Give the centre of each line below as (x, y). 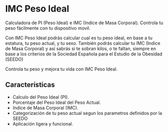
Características (30, 85)
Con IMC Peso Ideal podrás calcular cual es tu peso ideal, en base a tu (79, 38)
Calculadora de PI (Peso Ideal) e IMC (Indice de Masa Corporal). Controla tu (84, 23)
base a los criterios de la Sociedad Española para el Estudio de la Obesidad (84, 54)
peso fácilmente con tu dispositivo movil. (48, 28)
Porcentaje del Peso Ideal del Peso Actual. (57, 102)
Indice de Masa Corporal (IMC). (45, 108)
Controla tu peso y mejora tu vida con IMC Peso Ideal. (61, 69)
